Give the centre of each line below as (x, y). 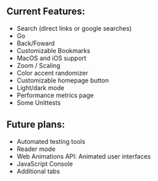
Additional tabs (38, 171)
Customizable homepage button (63, 80)
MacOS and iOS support (51, 58)
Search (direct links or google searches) (74, 28)
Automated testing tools (51, 141)
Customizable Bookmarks (54, 50)
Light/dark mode (40, 87)
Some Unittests (39, 102)
